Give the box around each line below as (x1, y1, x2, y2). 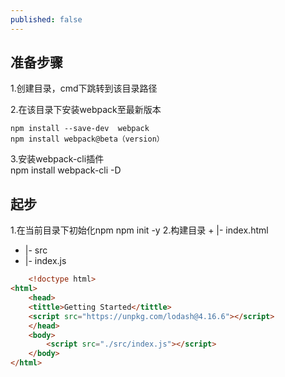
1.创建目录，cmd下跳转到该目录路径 (10, 82, 158, 95)
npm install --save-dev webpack (10, 124, 150, 134)
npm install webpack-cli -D (10, 164, 122, 176)
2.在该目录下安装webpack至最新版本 (10, 104, 162, 116)
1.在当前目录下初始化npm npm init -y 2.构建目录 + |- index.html (10, 224, 269, 236)
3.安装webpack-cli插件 (10, 153, 105, 165)
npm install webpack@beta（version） (10, 134, 165, 145)
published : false (10, 14, 83, 25)
